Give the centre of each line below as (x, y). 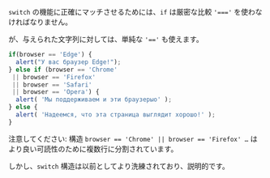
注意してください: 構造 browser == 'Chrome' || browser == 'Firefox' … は (133, 138)
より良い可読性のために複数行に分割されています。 (93, 149)
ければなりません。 (41, 22)
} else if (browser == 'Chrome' (63, 70)
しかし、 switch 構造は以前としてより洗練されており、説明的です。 (119, 166)
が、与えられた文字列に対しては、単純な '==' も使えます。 (106, 39)
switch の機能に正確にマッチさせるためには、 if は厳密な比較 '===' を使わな (135, 12)
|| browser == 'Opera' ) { (56, 92)
